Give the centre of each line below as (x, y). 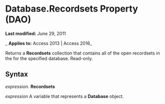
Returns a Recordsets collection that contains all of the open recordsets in (82, 53)
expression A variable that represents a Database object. (65, 96)
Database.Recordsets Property (72, 9)
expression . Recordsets (30, 86)
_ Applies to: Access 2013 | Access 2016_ (49, 43)
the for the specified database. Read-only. (49, 58)
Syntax (17, 74)
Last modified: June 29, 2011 (36, 33)
